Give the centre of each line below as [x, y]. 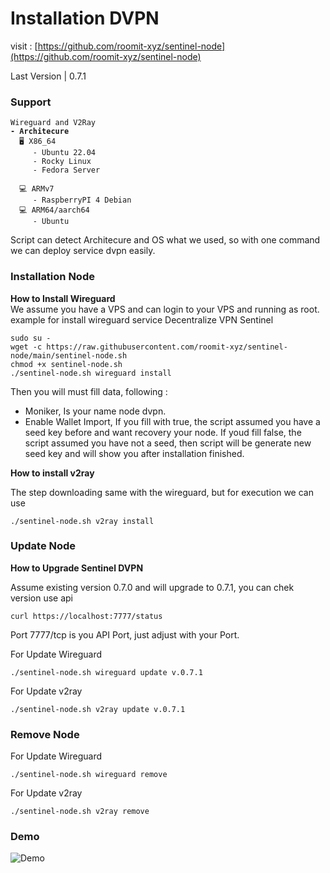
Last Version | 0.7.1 [48, 76]
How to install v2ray [52, 473]
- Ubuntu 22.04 [64, 153]
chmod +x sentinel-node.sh [66, 364]
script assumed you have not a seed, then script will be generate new [168, 443]
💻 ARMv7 [37, 189]
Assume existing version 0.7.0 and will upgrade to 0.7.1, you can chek [152, 587]
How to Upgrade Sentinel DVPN [77, 568]
